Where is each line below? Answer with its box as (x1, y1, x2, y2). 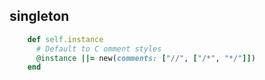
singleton (9, 8, 70, 25)
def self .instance (27, 34, 104, 44)
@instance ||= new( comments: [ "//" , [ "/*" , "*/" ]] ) (35, 53, 256, 63)
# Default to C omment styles (35, 44, 162, 54)
